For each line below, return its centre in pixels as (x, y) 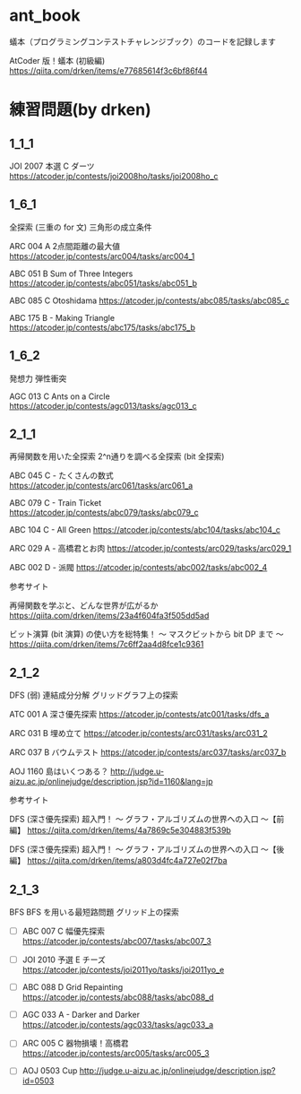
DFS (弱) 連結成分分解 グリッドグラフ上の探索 (94, 695)
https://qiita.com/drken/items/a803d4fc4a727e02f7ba (127, 861)
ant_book (45, 16)
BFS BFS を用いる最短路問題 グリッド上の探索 (94, 912)
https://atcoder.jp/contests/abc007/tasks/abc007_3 (117, 942)
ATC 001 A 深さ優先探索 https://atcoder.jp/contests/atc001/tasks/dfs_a (139, 715)
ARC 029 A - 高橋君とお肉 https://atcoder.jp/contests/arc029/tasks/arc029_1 (150, 549)
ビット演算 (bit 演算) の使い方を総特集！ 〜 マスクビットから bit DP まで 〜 (146, 634)
